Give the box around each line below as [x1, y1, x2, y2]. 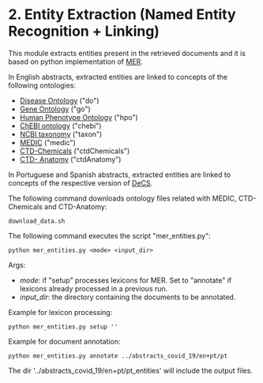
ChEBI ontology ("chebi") [19, 121, 102, 130]
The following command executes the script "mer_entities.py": [8, 231, 211, 240]
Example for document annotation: [8, 336, 121, 346]
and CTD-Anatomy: [44, 201, 107, 211]
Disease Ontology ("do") [19, 96, 100, 105]
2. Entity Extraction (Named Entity [8, 6, 236, 24]
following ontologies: [8, 81, 77, 90]
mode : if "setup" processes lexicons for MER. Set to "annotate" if [19, 275, 232, 285]
